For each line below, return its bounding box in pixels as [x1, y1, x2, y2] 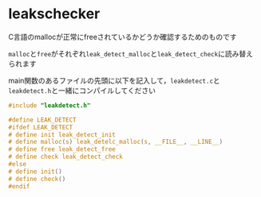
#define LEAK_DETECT [8, 116, 77, 124]
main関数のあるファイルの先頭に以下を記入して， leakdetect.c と [8, 75, 221, 85]
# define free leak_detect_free [8, 145, 116, 153]
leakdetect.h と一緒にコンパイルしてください [8, 85, 156, 95]
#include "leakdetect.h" [8, 101, 91, 110]
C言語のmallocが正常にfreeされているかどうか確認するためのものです [8, 32, 237, 41]
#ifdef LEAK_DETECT [8, 123, 73, 131]
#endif [8, 182, 30, 191]
